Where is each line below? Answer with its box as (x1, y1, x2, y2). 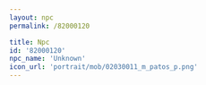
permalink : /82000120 (9, 21, 90, 30)
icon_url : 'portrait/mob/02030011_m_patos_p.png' (9, 63, 199, 72)
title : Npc (9, 38, 50, 47)
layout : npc (9, 13, 54, 22)
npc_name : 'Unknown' (9, 55, 87, 64)
